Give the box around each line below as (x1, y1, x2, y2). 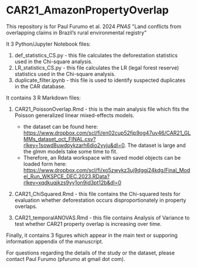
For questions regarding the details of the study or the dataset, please (6, 249, 175, 256)
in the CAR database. (14, 83, 66, 90)
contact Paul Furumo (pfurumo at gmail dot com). (6, 255, 125, 262)
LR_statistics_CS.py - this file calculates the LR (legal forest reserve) (14, 64, 179, 71)
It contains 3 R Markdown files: (6, 94, 81, 101)
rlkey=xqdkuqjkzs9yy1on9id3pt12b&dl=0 (23, 179, 122, 186)
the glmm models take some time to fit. (23, 147, 118, 155)
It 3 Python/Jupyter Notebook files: (6, 40, 91, 47)
